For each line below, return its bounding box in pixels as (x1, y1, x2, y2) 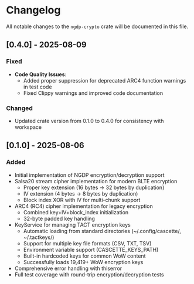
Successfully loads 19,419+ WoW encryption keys (23, 258, 144, 265)
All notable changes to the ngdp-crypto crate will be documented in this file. (6, 23, 189, 30)
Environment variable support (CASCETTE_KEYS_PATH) (23, 246, 159, 253)
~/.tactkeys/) (23, 234, 55, 241)
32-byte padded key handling (23, 215, 96, 222)
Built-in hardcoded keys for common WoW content (23, 252, 146, 259)
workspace (14, 124, 42, 131)
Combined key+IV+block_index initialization (23, 208, 129, 215)
